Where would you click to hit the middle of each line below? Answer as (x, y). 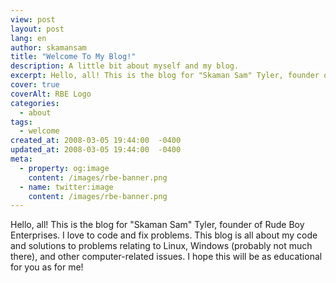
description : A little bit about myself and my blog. (125, 66)
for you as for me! (47, 267)
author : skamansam (48, 47)
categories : (35, 103)
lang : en (28, 38)
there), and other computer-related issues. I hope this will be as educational (166, 257)
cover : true (35, 85)
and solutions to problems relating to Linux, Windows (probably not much (161, 246)
